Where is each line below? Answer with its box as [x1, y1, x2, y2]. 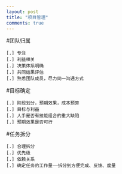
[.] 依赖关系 [6, 157, 35, 163]
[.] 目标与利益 [6, 106, 40, 113]
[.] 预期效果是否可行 [6, 119, 53, 125]
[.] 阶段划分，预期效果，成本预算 [6, 100, 80, 106]
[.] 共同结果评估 [6, 70, 44, 76]
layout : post [6, 8, 39, 15]
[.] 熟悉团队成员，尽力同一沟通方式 [6, 76, 84, 82]
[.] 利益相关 [6, 56, 35, 63]
